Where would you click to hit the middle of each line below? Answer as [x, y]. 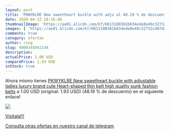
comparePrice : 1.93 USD [30, 62]
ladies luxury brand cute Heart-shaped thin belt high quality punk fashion [81, 86]
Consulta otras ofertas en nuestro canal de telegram [60, 126]
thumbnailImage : [22, 24]
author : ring [19, 43]
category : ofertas [25, 38]
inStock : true [20, 66]
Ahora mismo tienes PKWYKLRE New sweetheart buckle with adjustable [80, 81]
